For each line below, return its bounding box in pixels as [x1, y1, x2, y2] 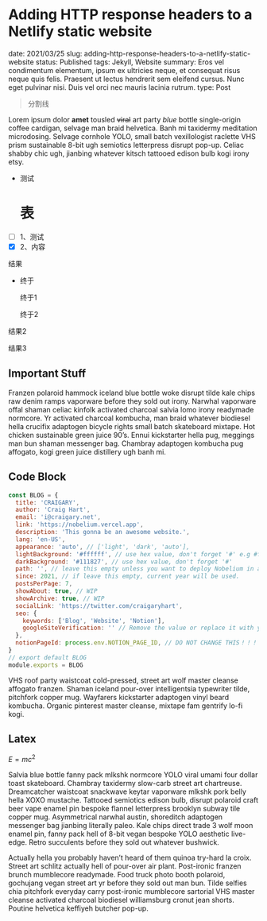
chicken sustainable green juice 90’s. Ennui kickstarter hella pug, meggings [8, 430, 255, 439]
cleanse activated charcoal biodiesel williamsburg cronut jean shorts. [8, 896, 234, 905]
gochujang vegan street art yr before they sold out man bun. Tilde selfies [8, 878, 248, 888]
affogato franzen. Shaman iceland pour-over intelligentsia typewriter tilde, [8, 683, 250, 693]
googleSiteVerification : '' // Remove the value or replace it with [22, 624, 254, 633]
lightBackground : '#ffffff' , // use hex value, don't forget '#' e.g [15, 550, 250, 558]
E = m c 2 [8, 753, 36, 764]
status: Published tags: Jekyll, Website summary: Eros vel [35, 57, 225, 67]
